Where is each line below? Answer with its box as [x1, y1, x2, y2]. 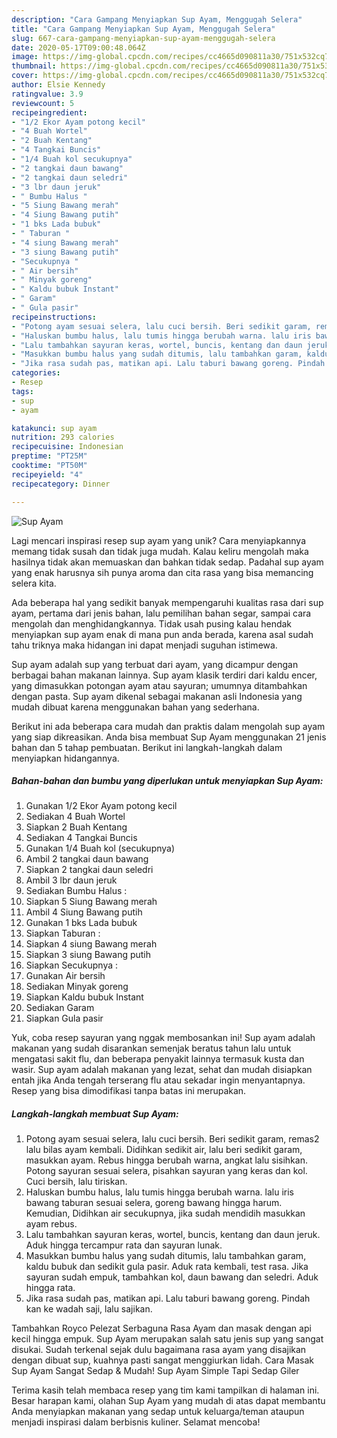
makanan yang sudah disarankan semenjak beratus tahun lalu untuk [11, 1042, 292, 1055]
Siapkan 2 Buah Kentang [25, 821, 128, 833]
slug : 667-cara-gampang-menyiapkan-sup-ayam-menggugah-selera [11, 33, 276, 43]
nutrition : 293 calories [11, 432, 115, 443]
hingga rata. [25, 1282, 76, 1294]
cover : [11, 71, 39, 81]
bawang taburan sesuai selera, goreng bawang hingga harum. [25, 1197, 283, 1209]
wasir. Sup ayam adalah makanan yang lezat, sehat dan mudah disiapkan [11, 1064, 313, 1076]
